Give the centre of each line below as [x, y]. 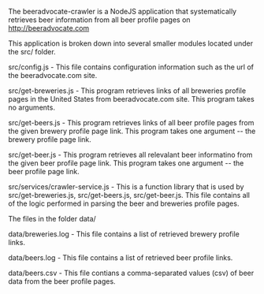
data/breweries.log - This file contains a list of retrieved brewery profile [124, 234]
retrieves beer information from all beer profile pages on [99, 20]
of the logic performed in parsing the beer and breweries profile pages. [124, 203]
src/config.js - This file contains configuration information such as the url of [131, 67]
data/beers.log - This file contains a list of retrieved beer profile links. [121, 258]
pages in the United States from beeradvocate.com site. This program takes [131, 99]
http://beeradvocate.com [49, 28]
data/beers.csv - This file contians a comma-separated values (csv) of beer [131, 273]
